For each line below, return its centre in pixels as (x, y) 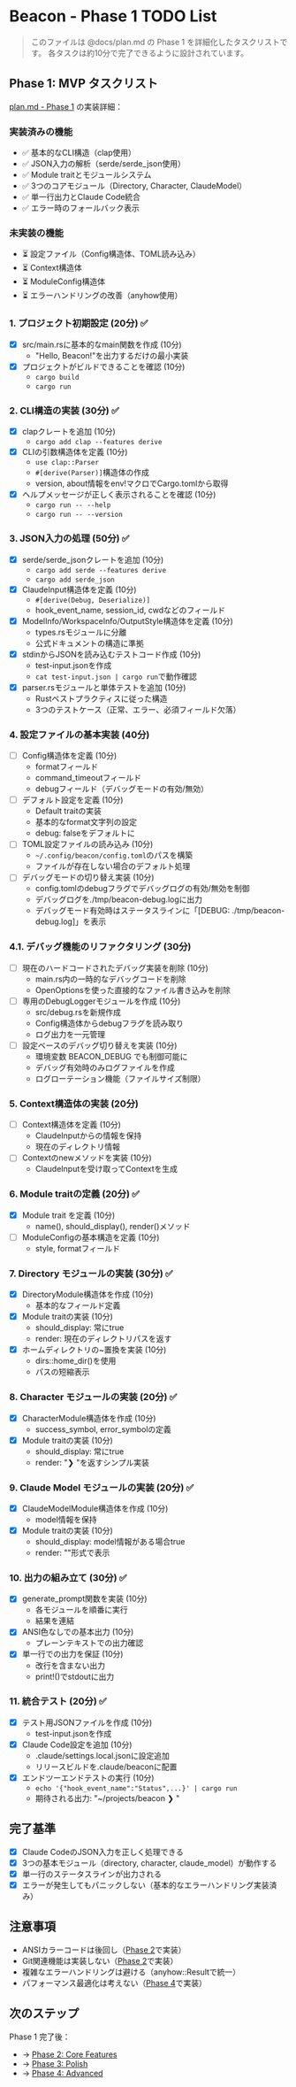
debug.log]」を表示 (71, 921)
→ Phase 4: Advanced (62, 2073)
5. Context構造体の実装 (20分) (74, 1104)
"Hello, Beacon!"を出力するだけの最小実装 (112, 355)
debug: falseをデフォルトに (85, 833)
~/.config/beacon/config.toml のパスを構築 (114, 855)
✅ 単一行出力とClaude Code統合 (81, 197)
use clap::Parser (67, 463)
